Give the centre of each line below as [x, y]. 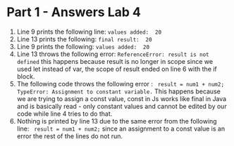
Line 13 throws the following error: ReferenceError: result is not [113, 54]
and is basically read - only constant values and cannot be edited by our [122, 106]
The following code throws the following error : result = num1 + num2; [121, 84]
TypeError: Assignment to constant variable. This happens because [119, 91]
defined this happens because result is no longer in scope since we [115, 61]
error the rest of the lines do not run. [70, 136]
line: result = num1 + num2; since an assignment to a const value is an [121, 128]
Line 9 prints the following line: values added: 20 [89, 32]
